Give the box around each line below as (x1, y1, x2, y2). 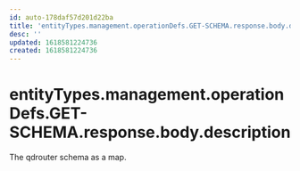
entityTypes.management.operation (9, 85, 285, 105)
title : (9, 21, 34, 30)
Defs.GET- (9, 103, 87, 124)
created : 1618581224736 (9, 46, 98, 55)
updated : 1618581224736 (9, 37, 98, 47)
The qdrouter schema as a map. (9, 152, 127, 163)
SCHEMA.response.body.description (9, 122, 291, 142)
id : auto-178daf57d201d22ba (9, 12, 114, 22)
